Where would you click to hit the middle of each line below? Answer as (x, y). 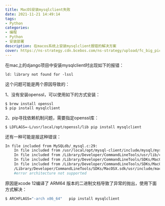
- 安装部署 (15, 42)
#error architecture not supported (50, 173)
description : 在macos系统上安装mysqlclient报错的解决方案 (61, 46)
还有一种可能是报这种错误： (33, 137)
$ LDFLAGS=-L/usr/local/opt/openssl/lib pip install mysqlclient (73, 127)
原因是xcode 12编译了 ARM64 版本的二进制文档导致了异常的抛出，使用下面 (81, 183)
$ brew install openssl (29, 104)
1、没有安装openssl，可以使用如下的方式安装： (53, 94)
